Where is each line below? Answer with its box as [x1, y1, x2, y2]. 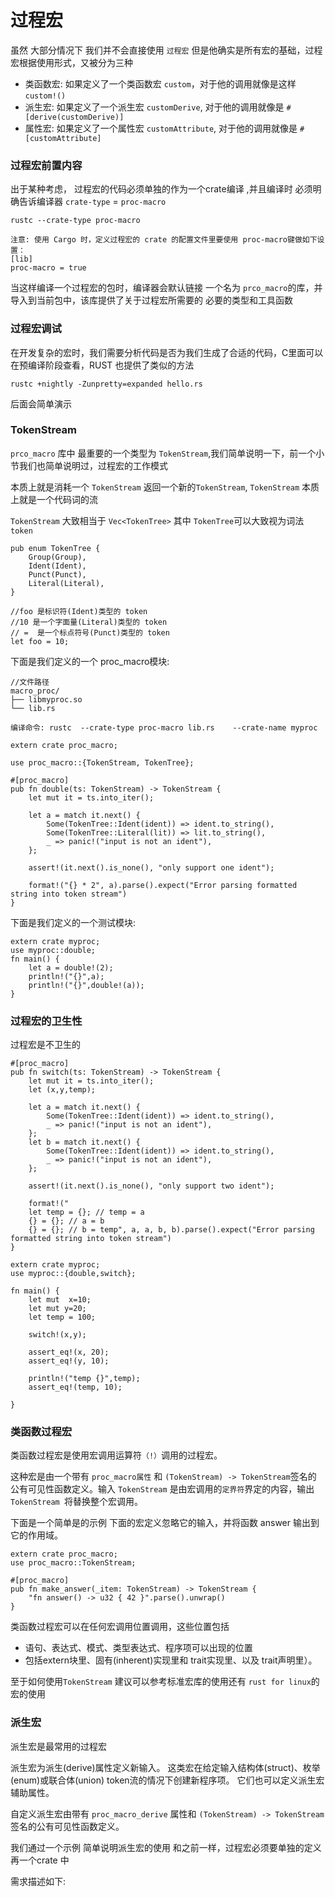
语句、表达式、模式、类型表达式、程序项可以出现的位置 [24, 1642, 253, 1654]
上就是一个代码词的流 [10, 493, 98, 505]
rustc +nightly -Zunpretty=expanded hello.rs [10, 379, 203, 389]
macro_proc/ [10, 686, 60, 696]
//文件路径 [10, 677, 50, 687]
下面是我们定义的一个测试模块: [10, 916, 137, 928]
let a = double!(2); [28, 962, 114, 973]
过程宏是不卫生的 [10, 1039, 81, 1051]
